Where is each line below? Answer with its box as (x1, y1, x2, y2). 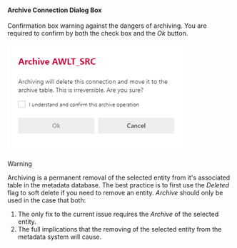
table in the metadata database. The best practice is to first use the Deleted (7, 181, 230, 190)
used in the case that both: (7, 196, 86, 205)
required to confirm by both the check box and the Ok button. (7, 29, 188, 38)
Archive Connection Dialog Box (7, 6, 102, 14)
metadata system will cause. (17, 232, 102, 242)
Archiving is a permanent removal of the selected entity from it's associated (7, 173, 231, 182)
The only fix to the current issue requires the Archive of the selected (17, 210, 219, 219)
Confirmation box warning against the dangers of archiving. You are (7, 21, 207, 30)
